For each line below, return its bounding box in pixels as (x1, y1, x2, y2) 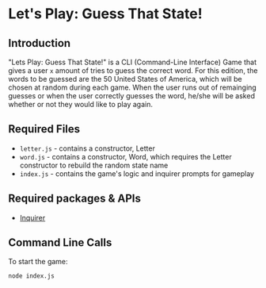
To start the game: (8, 257, 69, 267)
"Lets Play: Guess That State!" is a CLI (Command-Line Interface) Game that (8, 57, 257, 67)
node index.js (8, 272, 55, 280)
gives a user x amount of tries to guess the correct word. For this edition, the (8, 66, 258, 75)
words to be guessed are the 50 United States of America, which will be (8, 75, 243, 83)
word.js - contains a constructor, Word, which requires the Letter (19, 152, 232, 161)
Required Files (8, 122, 81, 136)
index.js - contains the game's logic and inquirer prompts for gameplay (19, 168, 255, 179)
